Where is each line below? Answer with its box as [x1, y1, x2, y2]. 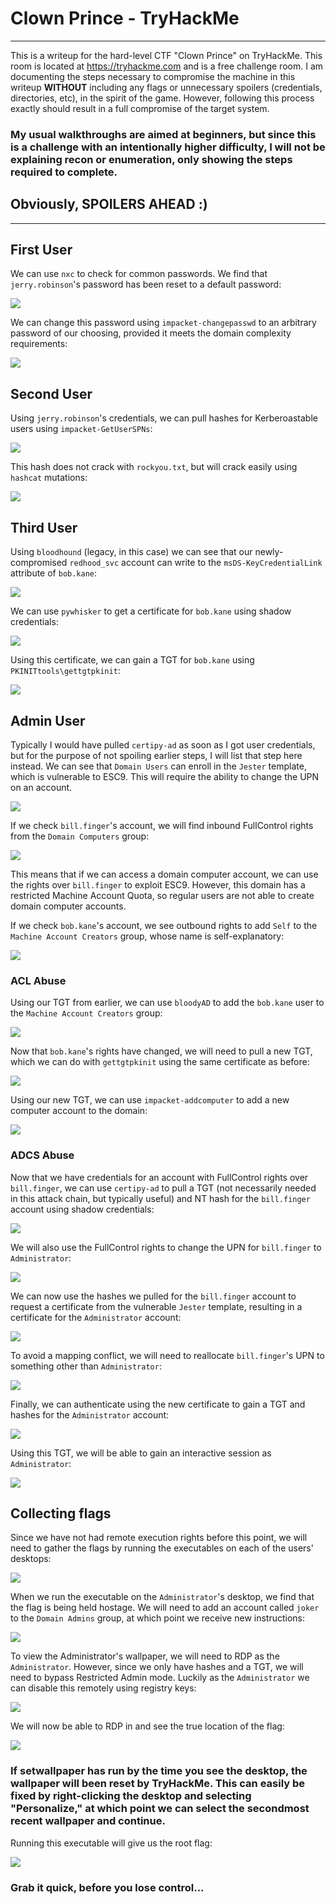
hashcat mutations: [10, 472, 88, 484]
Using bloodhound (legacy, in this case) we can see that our [10, 546, 253, 558]
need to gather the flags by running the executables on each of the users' [10, 1542, 314, 1554]
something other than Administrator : [10, 1360, 162, 1372]
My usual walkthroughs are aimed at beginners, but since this [10, 127, 317, 141]
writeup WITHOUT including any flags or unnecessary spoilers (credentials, [10, 81, 323, 93]
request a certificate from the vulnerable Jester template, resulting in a [10, 1300, 303, 1312]
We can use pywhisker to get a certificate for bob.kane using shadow [10, 605, 292, 617]
